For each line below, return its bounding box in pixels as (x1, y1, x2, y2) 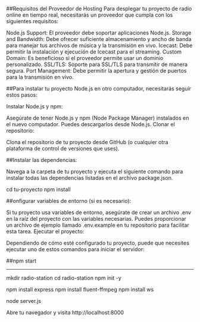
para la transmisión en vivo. (6, 74, 74, 80)
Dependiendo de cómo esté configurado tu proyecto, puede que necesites (6, 239, 189, 246)
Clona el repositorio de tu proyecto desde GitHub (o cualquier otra (6, 139, 168, 145)
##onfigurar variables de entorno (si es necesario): (6, 198, 132, 204)
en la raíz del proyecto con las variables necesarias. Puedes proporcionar (6, 215, 186, 222)
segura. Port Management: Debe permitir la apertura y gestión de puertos (6, 67, 187, 74)
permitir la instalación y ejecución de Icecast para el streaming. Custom (6, 48, 182, 55)
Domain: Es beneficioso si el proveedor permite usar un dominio (6, 55, 164, 61)
